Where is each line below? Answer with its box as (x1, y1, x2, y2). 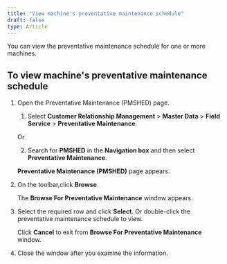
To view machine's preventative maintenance (7, 69, 208, 81)
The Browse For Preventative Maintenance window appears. (17, 194, 193, 202)
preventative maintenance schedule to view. (17, 215, 143, 223)
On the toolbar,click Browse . (17, 181, 99, 189)
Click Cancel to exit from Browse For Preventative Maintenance (17, 228, 202, 236)
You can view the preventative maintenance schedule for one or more (7, 42, 206, 51)
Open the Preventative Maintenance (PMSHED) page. (17, 98, 170, 107)
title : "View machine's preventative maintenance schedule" (7, 10, 185, 17)
